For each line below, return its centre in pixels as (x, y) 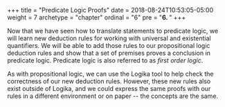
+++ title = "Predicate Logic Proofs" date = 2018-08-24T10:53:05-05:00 (110, 10)
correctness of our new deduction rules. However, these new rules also (109, 81)
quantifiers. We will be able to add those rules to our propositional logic (109, 46)
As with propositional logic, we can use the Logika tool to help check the (110, 74)
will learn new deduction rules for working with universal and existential (109, 38)
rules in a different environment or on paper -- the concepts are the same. (113, 96)
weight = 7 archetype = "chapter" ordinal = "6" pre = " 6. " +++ (97, 17)
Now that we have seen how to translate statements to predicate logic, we (113, 31)
